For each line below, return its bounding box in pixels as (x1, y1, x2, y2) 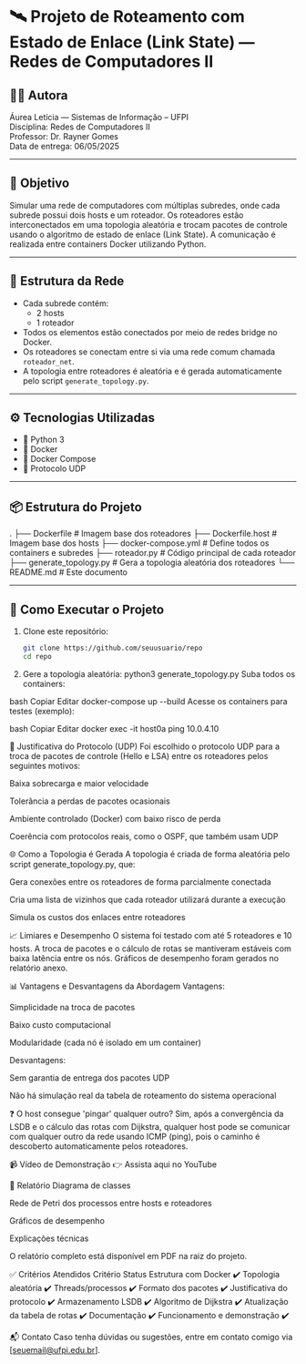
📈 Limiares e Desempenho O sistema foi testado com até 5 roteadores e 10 (9, 929, 292, 940)
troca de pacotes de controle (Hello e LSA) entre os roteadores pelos (9, 750, 269, 761)
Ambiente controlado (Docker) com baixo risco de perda (9, 813, 221, 824)
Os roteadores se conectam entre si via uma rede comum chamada (22, 346, 276, 357)
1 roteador (36, 317, 75, 328)
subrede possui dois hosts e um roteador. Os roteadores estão (9, 210, 244, 220)
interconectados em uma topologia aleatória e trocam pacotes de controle (9, 219, 288, 230)
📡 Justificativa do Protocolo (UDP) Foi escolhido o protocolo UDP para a (9, 741, 280, 752)
